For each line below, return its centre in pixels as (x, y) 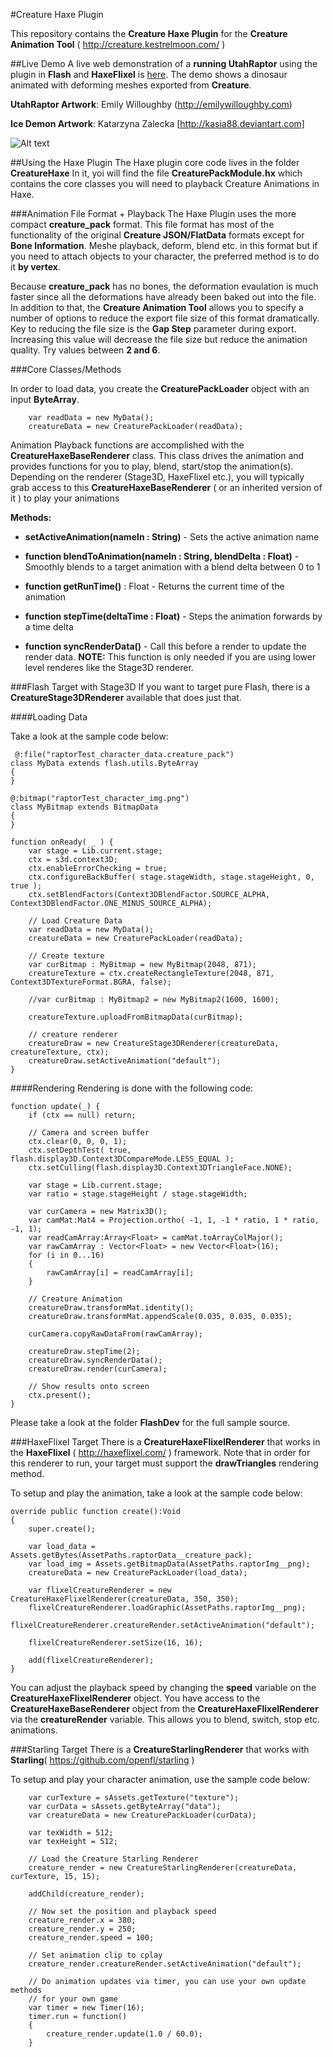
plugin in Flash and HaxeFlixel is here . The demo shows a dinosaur (149, 74)
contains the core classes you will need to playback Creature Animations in (165, 183)
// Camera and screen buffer (89, 1133)
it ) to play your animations (65, 498)
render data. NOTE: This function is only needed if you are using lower (170, 657)
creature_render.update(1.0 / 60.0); (124, 2034)
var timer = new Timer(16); (86, 2008)
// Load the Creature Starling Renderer (113, 1859)
